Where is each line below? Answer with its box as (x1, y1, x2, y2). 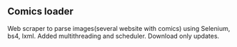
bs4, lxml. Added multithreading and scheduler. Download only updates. (7, 32, 220, 40)
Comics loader (7, 6, 74, 18)
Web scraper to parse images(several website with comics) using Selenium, (7, 24, 231, 32)
